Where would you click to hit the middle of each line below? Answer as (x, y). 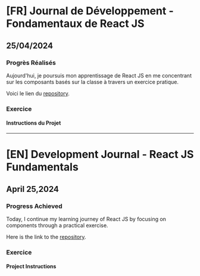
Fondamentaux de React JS (75, 24)
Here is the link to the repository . (46, 237)
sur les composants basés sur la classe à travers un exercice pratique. (93, 82)
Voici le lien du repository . (38, 93)
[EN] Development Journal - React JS (100, 155)
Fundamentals (42, 167)
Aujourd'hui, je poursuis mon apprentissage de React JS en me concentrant (99, 75)
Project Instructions (31, 266)
